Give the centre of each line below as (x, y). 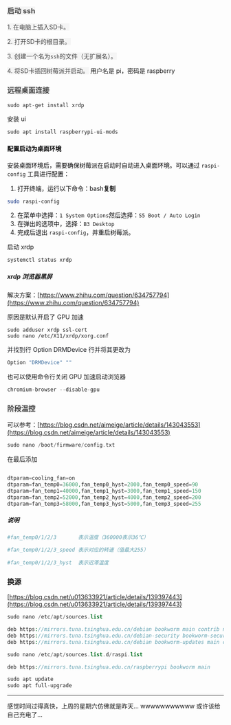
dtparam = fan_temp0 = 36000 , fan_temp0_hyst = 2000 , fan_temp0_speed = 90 (102, 485)
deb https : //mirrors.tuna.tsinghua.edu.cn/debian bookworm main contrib (113, 629)
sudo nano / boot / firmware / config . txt (61, 445)
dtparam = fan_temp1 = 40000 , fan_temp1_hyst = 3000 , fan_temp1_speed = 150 (104, 491)
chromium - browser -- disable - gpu (53, 390)
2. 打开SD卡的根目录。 (39, 42)
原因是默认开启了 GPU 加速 (45, 317)
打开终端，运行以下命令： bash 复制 (66, 188)
